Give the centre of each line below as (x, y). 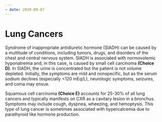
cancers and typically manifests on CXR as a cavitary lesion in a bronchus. (80, 98)
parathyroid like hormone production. (42, 114)
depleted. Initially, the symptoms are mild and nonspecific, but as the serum (81, 73)
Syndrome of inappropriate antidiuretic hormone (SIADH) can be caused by (81, 48)
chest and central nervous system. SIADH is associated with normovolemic (81, 58)
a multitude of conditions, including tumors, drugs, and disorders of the (77, 52)
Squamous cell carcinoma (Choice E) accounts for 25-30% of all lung (75, 93)
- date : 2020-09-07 (25, 10)
